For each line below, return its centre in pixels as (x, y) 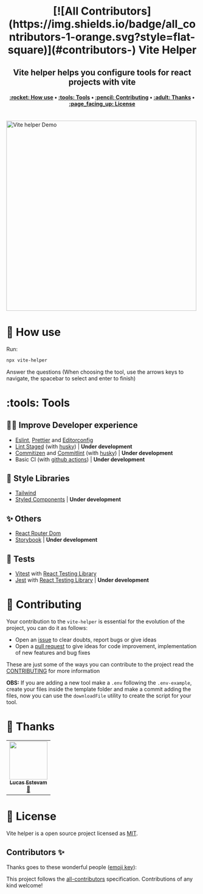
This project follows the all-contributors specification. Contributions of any (100, 879)
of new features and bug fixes (53, 652)
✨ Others (24, 519)
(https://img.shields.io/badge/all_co (102, 24)
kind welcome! (25, 885)
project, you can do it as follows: (47, 627)
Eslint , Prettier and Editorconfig (54, 440)
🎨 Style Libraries (38, 478)
